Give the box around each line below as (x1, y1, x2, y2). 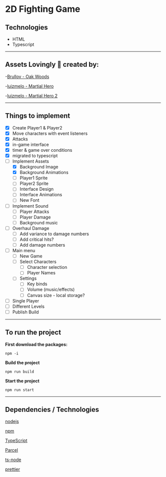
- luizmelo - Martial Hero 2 (5, 92, 58, 98)
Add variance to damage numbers (19, 231, 89, 237)
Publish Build (12, 309, 39, 315)
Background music (19, 219, 58, 225)
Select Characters (19, 259, 57, 265)
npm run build (5, 369, 35, 374)
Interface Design (19, 186, 54, 192)
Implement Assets (12, 158, 49, 164)
